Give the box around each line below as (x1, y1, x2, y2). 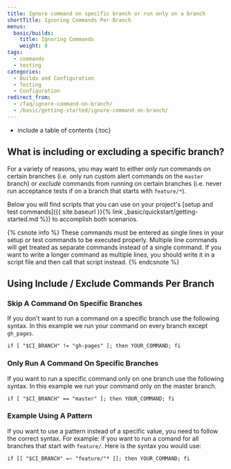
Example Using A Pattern (7, 411, 93, 420)
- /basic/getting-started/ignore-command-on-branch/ (13, 107, 169, 114)
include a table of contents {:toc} (17, 126, 111, 134)
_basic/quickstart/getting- (124, 207, 198, 216)
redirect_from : (7, 94, 51, 101)
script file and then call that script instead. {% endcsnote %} (7, 257, 180, 266)
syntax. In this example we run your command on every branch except (7, 322, 208, 330)
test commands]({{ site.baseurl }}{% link (7, 207, 123, 216)
